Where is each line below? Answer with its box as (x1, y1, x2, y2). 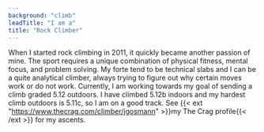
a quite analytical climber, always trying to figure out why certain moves (8, 73, 243, 83)
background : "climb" (8, 11, 77, 20)
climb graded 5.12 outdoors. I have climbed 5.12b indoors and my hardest (8, 90, 246, 100)
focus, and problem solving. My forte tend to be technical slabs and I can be (8, 65, 257, 74)
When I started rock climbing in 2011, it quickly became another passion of (8, 48, 251, 58)
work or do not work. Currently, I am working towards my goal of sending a (8, 81, 253, 91)
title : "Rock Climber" (8, 26, 83, 34)
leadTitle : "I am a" (8, 19, 77, 27)
